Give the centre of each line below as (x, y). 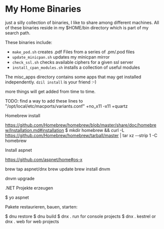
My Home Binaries (43, 9)
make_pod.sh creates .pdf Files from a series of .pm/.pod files (73, 52)
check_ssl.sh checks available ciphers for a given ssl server (73, 62)
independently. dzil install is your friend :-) (51, 82)
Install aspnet (19, 150)
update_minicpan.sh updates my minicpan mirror (61, 57)
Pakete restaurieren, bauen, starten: (41, 207)
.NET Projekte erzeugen (29, 188)
